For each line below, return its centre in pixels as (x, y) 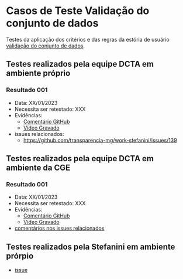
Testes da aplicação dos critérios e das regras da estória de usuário (88, 39)
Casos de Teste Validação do (78, 11)
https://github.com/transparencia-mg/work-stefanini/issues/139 (100, 140)
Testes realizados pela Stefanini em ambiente (91, 246)
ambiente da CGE (38, 168)
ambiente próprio (38, 74)
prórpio (20, 256)
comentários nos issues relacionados (59, 228)
